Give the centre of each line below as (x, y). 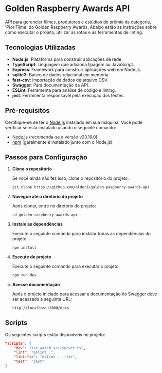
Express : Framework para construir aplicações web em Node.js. (76, 69)
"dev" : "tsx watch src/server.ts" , (50, 348)
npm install (24, 248)
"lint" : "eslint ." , (35, 353)
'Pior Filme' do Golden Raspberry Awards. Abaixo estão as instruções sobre (81, 27)
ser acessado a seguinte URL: (42, 299)
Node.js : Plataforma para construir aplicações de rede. (67, 59)
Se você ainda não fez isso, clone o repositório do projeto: (70, 178)
